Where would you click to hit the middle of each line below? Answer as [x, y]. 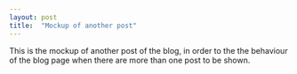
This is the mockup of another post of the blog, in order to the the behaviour [148, 50]
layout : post [33, 17]
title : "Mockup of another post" [73, 26]
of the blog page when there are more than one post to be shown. [130, 60]
